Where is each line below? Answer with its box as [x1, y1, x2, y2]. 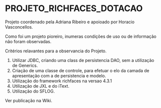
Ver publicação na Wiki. [5, 97, 52, 103]
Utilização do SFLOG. [12, 88, 55, 94]
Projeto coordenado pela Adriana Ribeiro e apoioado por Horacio [5, 19, 135, 25]
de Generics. [12, 62, 38, 68]
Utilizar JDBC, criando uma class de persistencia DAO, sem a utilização [12, 57, 154, 63]
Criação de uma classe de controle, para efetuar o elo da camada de [12, 67, 149, 73]
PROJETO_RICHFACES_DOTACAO [5, 3, 143, 14]
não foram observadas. [5, 38, 52, 44]
